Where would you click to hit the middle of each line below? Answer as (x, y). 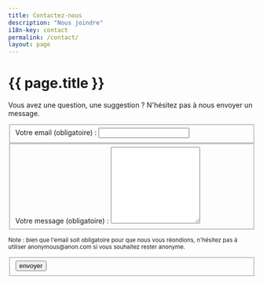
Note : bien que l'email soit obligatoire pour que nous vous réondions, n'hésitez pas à (123, 240)
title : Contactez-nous (45, 15)
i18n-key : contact (38, 30)
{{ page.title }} (57, 84)
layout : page (29, 45)
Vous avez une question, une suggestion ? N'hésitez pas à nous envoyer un (130, 105)
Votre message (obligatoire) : (62, 220)
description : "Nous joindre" (56, 23)
